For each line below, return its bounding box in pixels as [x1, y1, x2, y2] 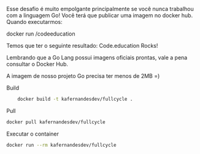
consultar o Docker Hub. [6, 61, 69, 67]
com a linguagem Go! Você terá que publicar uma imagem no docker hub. [6, 12, 193, 19]
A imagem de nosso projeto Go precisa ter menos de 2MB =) [6, 72, 160, 79]
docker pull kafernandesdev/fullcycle [6, 119, 106, 125]
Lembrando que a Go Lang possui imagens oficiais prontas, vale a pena [6, 54, 188, 61]
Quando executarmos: [6, 18, 63, 25]
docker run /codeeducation [6, 30, 75, 37]
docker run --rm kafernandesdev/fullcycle [6, 142, 117, 148]
